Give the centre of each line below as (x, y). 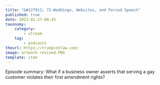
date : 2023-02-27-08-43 (31, 19)
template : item (21, 57)
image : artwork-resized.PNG (35, 52)
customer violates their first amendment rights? (55, 77)
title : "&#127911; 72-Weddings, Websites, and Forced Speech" (73, 10)
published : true (22, 15)
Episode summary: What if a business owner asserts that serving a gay (80, 72)
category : (25, 29)
